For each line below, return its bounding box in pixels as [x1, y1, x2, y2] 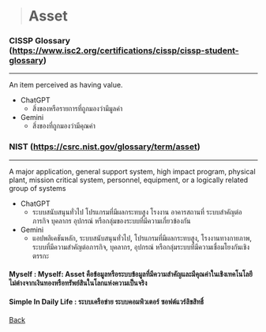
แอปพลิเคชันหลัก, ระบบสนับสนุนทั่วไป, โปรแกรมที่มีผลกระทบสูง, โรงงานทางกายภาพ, [32, 233, 252, 243]
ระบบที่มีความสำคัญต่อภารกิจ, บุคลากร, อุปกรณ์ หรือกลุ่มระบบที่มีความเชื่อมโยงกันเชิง [32, 242, 250, 252]
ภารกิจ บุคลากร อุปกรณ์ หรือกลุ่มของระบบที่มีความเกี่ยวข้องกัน [32, 216, 192, 226]
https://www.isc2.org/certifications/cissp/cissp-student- [12, 45, 239, 56]
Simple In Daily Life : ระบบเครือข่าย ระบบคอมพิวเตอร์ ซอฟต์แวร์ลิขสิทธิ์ [9, 297, 204, 306]
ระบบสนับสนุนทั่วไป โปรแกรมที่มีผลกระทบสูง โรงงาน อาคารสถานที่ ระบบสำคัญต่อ [32, 207, 243, 216]
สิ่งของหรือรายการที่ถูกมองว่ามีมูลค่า [32, 104, 123, 114]
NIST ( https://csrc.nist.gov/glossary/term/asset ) [9, 141, 200, 152]
